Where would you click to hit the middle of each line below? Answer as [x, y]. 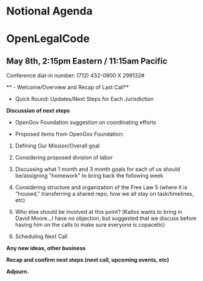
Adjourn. [18, 272]
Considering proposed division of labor [64, 158]
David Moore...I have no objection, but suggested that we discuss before [106, 218]
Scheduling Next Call [41, 236]
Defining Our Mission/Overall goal [57, 146]
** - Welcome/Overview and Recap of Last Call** [68, 87]
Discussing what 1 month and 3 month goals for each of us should [98, 169]
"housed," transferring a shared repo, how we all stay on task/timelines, [104, 194]
